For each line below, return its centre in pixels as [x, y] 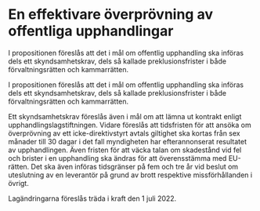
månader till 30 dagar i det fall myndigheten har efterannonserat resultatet [128, 141]
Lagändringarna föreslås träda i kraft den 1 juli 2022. [92, 198]
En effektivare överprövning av [111, 15]
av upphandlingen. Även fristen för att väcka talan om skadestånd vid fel [125, 150]
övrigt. [18, 183]
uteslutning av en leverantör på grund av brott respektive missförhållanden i [130, 175]
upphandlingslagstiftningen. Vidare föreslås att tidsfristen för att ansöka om [130, 125]
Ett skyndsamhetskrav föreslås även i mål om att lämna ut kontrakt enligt [125, 116]
